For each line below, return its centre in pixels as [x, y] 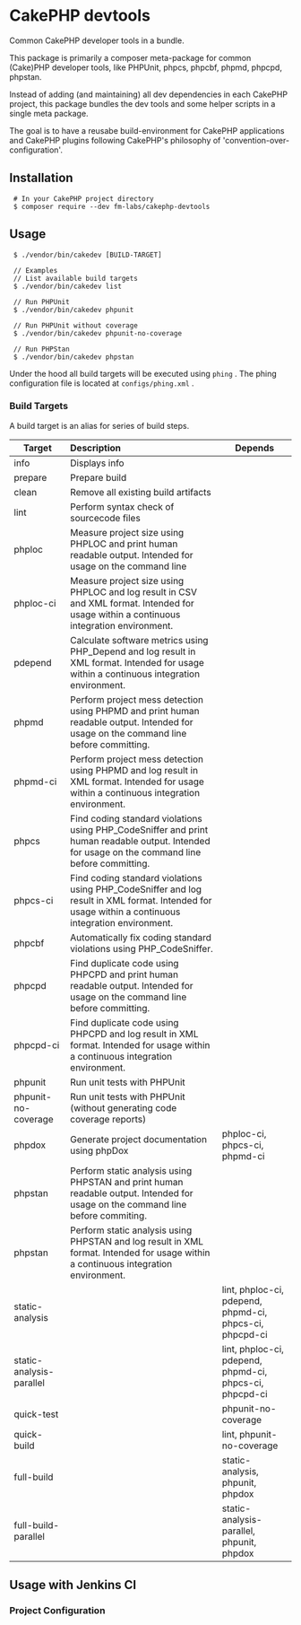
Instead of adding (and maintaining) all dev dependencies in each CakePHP [149, 94]
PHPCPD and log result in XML [134, 1034]
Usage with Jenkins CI [73, 1585]
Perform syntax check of [122, 506]
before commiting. [109, 1215]
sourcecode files [105, 518]
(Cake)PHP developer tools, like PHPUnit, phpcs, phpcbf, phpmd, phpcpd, [146, 67]
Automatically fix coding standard [141, 937]
